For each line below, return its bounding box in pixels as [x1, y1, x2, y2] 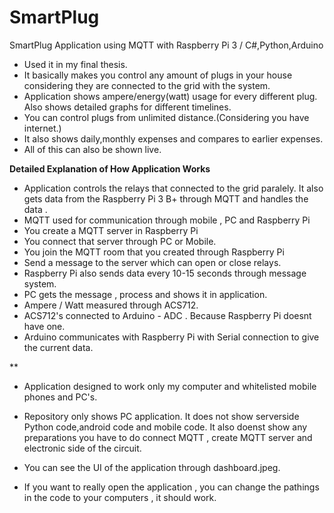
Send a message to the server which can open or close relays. [23, 256, 282, 268]
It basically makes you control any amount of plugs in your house [23, 69, 293, 81]
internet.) [23, 122, 62, 134]
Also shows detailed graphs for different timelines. [23, 101, 232, 113]
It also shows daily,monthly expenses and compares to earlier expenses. [23, 132, 324, 145]
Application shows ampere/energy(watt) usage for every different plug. [23, 90, 318, 102]
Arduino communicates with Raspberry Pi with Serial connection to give [23, 331, 320, 343]
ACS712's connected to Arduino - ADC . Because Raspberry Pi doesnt [23, 309, 312, 321]
